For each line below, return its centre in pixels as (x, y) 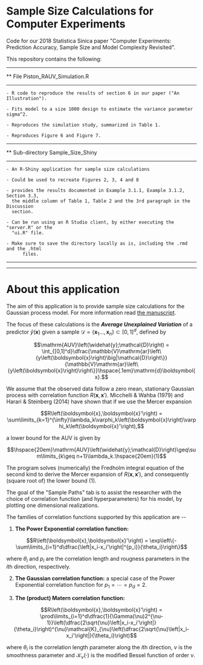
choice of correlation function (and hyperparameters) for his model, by (94, 499)
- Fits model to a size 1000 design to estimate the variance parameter (100, 109)
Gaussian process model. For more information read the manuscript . (91, 313)
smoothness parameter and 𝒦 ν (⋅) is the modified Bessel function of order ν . (101, 656)
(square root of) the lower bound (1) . (51, 481)
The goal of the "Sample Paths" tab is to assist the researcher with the (94, 492)
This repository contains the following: (54, 59)
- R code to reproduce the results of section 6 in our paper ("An (93, 93)
